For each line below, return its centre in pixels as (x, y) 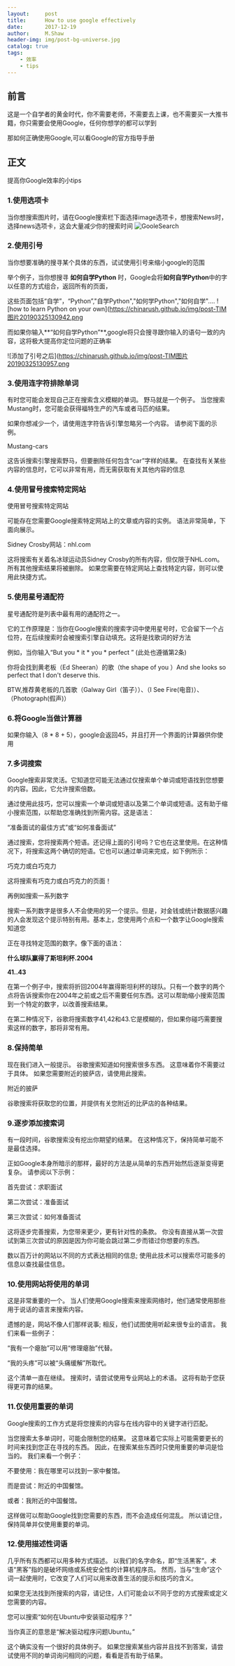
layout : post (33, 14)
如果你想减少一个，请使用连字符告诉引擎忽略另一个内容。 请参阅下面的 (109, 424)
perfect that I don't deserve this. (54, 675)
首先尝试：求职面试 (35, 1187)
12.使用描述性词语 (37, 1544)
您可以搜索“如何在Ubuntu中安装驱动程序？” (70, 1617)
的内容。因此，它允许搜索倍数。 (53, 789)
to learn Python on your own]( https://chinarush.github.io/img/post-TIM (125, 309)
